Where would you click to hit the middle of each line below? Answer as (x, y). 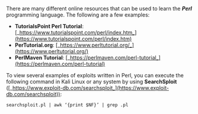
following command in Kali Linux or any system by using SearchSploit (92, 82)
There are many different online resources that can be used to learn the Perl (99, 9)
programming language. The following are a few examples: (78, 15)
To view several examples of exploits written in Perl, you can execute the (95, 75)
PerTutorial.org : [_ (37, 45)
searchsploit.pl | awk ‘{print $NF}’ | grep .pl (67, 105)
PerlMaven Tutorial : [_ (42, 58)
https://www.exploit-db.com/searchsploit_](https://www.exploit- (91, 88)
